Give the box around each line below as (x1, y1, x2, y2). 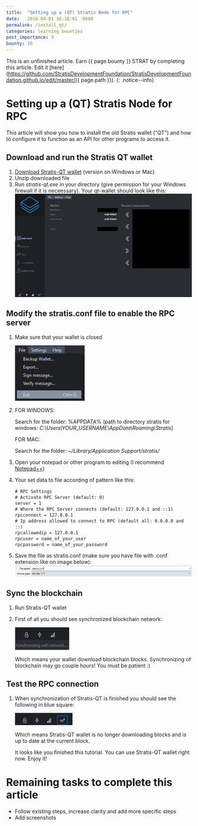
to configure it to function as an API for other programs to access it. (6, 135, 170, 142)
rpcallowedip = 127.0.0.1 (14, 530, 78, 536)
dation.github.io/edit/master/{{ (6, 77, 80, 83)
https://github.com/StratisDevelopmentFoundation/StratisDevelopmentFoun (8, 70, 192, 77)
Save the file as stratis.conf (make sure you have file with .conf (14, 552, 168, 559)
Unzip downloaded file (14, 174, 70, 181)
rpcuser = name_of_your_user (14, 536, 87, 541)
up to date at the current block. (14, 737, 90, 744)
